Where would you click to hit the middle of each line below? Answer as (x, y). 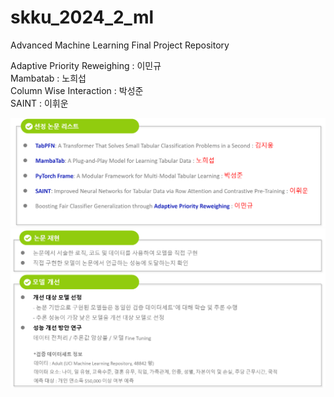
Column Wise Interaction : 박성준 (77, 90)
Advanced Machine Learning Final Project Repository (120, 45)
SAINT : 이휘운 (39, 103)
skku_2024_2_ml (82, 17)
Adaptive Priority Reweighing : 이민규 (86, 65)
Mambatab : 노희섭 (48, 78)
